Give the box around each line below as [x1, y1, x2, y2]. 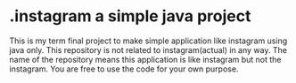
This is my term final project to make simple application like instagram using [9, 35, 288, 46]
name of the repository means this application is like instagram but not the [9, 54, 283, 64]
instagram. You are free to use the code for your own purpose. [9, 64, 239, 74]
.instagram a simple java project [9, 6, 251, 26]
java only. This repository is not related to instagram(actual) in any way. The [9, 44, 288, 55]
